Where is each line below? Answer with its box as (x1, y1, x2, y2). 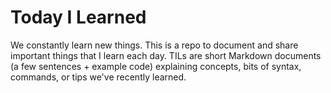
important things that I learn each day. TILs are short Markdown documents (10, 49, 322, 61)
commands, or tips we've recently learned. (10, 71, 187, 83)
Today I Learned (10, 6, 147, 29)
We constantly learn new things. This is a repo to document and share (10, 39, 299, 51)
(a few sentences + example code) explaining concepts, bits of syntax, (10, 60, 302, 72)
